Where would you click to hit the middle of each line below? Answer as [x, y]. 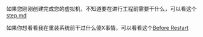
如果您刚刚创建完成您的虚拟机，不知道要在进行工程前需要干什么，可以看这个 [101, 9]
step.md [17, 16]
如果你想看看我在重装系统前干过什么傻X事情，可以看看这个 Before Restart [98, 28]
